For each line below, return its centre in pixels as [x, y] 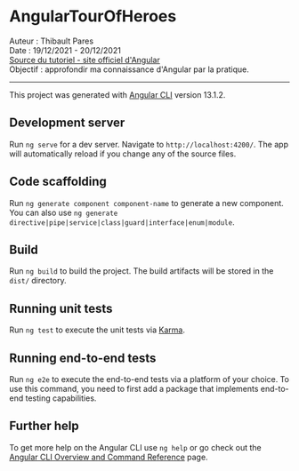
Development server [67, 123]
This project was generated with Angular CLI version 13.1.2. [117, 94]
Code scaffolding [58, 182]
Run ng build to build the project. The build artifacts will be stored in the [141, 271]
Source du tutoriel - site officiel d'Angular [85, 60]
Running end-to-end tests [83, 358]
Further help [44, 426]
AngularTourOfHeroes [93, 16]
